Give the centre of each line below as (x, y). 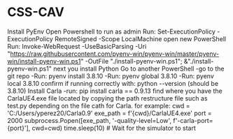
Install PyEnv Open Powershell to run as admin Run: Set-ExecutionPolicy (111, 31)
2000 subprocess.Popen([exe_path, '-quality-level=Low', (90, 120)
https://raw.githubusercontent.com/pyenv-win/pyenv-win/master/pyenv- (114, 54)
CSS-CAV (36, 12)
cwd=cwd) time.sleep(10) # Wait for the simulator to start (114, 128)
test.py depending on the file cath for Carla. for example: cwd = (99, 105)
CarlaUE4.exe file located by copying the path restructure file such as (107, 98)
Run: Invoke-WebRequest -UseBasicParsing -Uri (77, 46)
